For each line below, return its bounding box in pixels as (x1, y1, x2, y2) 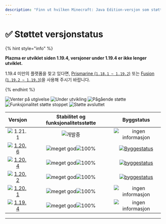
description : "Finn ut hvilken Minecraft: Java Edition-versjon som (5, 7, 149, 12)
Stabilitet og (56, 113, 85, 120)
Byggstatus (122, 116, 150, 123)
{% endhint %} (5, 86, 36, 92)
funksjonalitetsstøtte (45, 119, 96, 126)
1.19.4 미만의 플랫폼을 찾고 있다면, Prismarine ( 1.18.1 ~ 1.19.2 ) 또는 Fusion (5, 70, 155, 76)
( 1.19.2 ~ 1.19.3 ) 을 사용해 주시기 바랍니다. (5, 76, 90, 82)
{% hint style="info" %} (5, 45, 53, 51)
